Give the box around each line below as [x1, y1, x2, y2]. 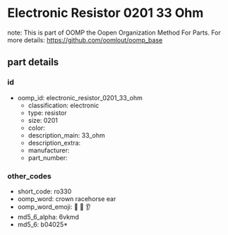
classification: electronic [28, 101, 100, 109]
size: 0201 [28, 116, 58, 124]
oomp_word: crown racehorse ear [17, 194, 116, 203]
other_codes [7, 171, 52, 181]
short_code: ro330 [17, 187, 72, 195]
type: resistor [28, 108, 67, 117]
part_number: [28, 153, 68, 162]
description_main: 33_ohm [28, 131, 105, 139]
